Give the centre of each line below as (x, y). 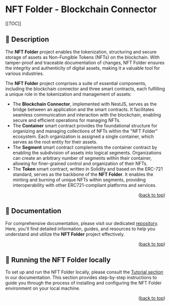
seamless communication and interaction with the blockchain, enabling (87, 115)
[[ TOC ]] (13, 23)
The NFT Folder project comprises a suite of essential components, (76, 83)
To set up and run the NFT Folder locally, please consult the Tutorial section (84, 272)
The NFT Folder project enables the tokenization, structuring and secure (81, 51)
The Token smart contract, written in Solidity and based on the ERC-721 (88, 169)
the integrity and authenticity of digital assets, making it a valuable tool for (83, 68)
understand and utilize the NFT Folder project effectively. (65, 234)
